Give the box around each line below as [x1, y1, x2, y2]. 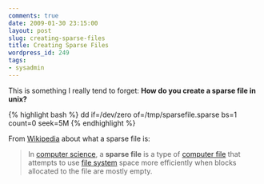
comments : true [8, 11, 59, 20]
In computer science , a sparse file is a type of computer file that [27, 149, 242, 158]
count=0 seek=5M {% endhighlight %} [8, 118, 136, 128]
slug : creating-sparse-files [8, 34, 106, 42]
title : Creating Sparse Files [8, 42, 110, 50]
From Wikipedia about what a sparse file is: [8, 134, 150, 143]
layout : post [8, 26, 52, 34]
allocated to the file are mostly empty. [27, 166, 153, 176]
